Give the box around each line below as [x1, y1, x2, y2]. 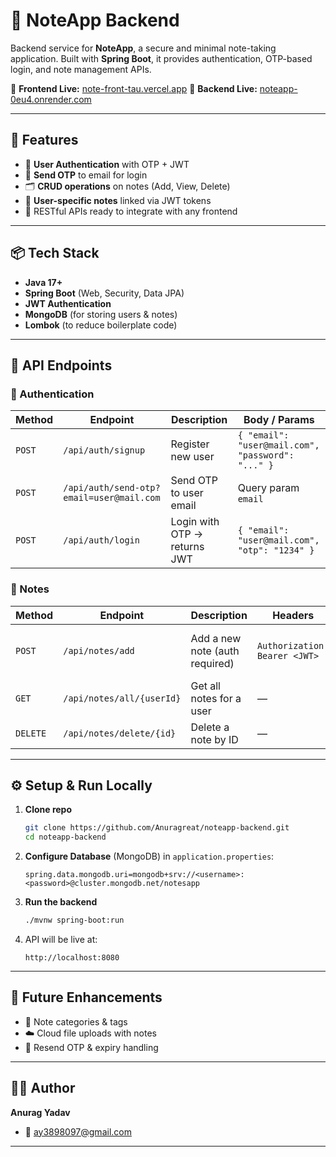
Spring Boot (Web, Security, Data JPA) [24, 287, 185, 299]
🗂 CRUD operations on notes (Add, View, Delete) [24, 180, 231, 192]
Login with [170, 515, 220, 529]
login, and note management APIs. [10, 63, 152, 75]
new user [170, 450, 215, 464]
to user [170, 486, 204, 500]
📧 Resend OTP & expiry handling [24, 1041, 159, 1053]
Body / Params [243, 413, 315, 427]
